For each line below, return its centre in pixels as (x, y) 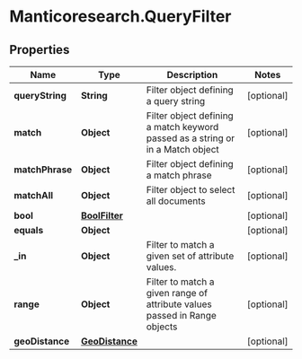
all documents (176, 201)
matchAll (34, 195)
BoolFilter (102, 215)
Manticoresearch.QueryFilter (120, 17)
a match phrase (179, 175)
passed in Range (182, 315)
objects (162, 327)
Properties (40, 50)
